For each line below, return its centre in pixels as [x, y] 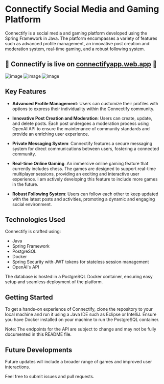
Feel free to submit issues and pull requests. [50, 376]
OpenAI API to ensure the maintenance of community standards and [81, 128]
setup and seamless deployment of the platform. [54, 282]
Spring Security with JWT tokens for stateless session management [81, 262]
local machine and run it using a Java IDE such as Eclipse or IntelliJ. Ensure [81, 314]
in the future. [25, 184]
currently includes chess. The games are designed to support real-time [84, 169]
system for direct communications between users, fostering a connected [85, 148]
